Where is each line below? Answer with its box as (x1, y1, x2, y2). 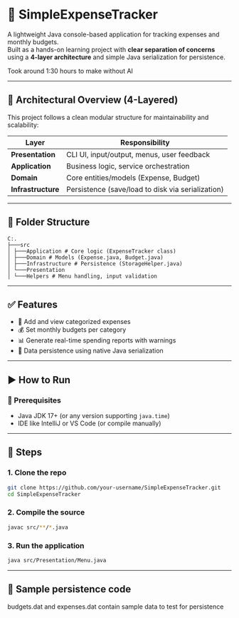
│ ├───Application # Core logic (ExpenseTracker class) (7, 248, 176, 255)
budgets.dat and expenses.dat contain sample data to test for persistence (7, 602, 224, 611)
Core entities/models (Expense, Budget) (66, 173, 201, 183)
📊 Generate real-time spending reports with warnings (17, 336, 176, 345)
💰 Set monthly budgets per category (17, 325, 127, 334)
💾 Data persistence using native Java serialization (17, 346, 164, 355)
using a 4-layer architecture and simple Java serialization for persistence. (7, 53, 225, 61)
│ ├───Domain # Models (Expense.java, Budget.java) (7, 253, 164, 261)
